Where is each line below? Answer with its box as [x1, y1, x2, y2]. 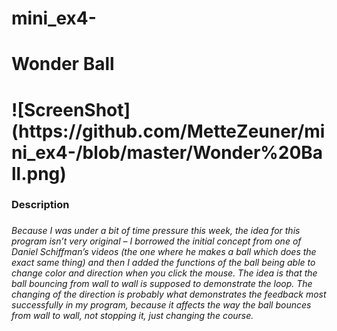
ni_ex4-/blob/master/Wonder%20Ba [11, 141, 324, 164]
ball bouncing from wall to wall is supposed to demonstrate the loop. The [11, 278, 313, 290]
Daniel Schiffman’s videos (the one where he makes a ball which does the [11, 246, 317, 258]
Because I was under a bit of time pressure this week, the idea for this [11, 225, 301, 237]
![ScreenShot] [11, 98, 131, 121]
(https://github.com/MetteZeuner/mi [11, 120, 326, 142]
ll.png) [11, 162, 67, 185]
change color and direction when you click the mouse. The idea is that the [11, 267, 318, 279]
